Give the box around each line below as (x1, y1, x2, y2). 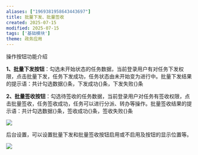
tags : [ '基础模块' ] (6, 31, 51, 37)
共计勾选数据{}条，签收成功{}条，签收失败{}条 (21, 107, 133, 114)
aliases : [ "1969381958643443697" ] (6, 8, 91, 15)
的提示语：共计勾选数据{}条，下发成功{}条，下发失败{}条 (6, 80, 143, 87)
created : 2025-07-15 (6, 19, 57, 25)
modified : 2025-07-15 (6, 25, 60, 31)
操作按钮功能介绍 (6, 53, 48, 60)
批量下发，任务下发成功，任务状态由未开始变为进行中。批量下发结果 (26, 73, 192, 80)
